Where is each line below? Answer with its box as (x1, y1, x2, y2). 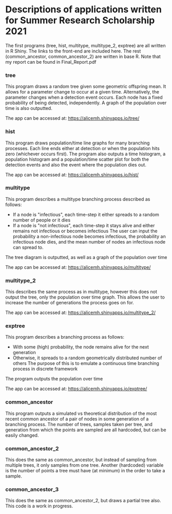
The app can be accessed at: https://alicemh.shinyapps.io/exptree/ (5, 385, 147, 392)
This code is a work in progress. (5, 503, 73, 509)
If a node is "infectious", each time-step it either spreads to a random (12, 211, 159, 217)
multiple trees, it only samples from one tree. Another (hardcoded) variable (5, 462, 164, 468)
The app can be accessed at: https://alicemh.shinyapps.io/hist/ (5, 171, 139, 178)
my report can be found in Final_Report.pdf (5, 59, 97, 65)
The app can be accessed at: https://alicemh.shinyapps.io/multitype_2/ (5, 309, 156, 316)
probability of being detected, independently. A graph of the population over (5, 100, 167, 106)
